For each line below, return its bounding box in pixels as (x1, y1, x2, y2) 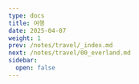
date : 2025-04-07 (8, 26, 67, 34)
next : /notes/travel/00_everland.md (8, 49, 131, 57)
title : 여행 (8, 19, 46, 27)
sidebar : (8, 57, 38, 65)
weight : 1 (8, 34, 42, 42)
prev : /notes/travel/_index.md (8, 42, 113, 50)
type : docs (8, 11, 45, 20)
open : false (15, 64, 56, 72)
